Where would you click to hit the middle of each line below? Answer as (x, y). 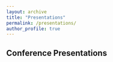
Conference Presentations (56, 53)
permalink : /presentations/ (41, 23)
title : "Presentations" (36, 17)
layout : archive (26, 12)
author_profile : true (33, 29)
